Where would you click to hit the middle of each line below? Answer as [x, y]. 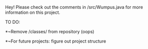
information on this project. [33, 12]
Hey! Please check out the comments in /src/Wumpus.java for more [74, 7]
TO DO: [13, 22]
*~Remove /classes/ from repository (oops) [50, 31]
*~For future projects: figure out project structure [56, 41]
